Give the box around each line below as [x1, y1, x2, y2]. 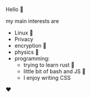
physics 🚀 [14, 48, 39, 56]
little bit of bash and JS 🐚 [23, 68, 86, 75]
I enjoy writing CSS [23, 74, 71, 81]
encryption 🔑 [14, 42, 46, 49]
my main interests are [5, 18, 60, 24]
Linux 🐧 [14, 29, 34, 36]
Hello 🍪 [5, 6, 24, 13]
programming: [14, 55, 50, 62]
